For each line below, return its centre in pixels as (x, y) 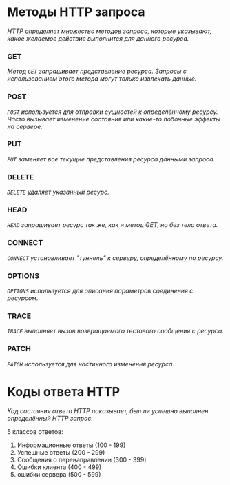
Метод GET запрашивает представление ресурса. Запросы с (97, 71)
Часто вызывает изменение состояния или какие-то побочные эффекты (114, 119)
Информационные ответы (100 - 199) (71, 445)
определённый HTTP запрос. (50, 418)
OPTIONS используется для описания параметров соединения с (100, 291)
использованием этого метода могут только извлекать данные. (102, 79)
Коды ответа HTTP (64, 392)
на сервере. (25, 126)
